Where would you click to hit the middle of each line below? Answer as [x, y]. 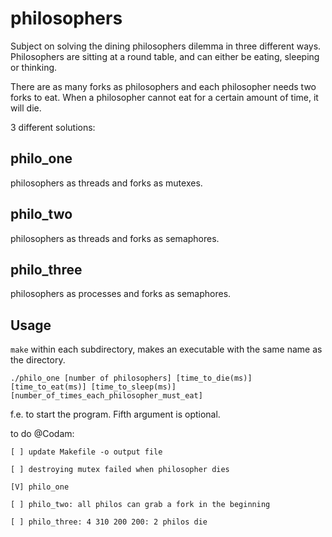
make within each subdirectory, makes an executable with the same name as [166, 349]
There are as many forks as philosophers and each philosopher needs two [163, 86]
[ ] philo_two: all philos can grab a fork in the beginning [140, 505]
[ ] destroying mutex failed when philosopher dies [120, 470]
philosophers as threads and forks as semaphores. [115, 238]
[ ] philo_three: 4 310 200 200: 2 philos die [109, 522]
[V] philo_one [40, 487]
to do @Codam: [42, 434]
